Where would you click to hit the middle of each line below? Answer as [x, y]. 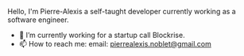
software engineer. [38, 20]
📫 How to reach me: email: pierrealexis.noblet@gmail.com [115, 44]
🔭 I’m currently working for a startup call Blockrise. [102, 35]
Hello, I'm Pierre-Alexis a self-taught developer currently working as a [122, 11]
